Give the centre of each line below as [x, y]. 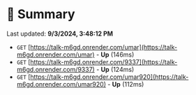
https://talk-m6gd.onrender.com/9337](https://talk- [104, 61]
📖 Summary [41, 14]
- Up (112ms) [126, 84]
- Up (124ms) [115, 69]
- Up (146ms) [115, 54]
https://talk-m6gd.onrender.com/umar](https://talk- [104, 47]
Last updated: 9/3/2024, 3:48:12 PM [60, 34]
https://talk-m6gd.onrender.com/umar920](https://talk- [110, 77]
